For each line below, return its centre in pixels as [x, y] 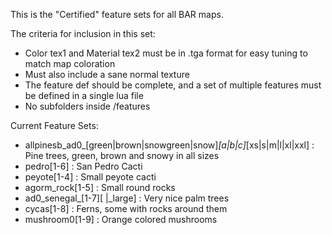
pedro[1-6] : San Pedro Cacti [83, 166]
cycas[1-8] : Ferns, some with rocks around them [126, 208]
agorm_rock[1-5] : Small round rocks [100, 187]
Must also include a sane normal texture [107, 74]
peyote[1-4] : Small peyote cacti [90, 177]
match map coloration [70, 63]
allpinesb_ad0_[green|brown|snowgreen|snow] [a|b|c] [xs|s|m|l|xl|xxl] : [169, 145]
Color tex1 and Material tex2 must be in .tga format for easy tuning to [166, 53]
